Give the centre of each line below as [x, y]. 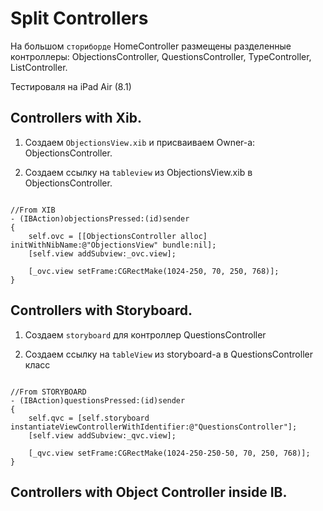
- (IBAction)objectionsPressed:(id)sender [100, 218]
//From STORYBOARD [48, 392]
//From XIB [33, 210]
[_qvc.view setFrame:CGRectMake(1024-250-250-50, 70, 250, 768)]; [169, 453]
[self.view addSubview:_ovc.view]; [102, 253]
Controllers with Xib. [76, 118]
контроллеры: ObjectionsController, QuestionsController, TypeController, [161, 56]
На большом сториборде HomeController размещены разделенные [151, 46]
